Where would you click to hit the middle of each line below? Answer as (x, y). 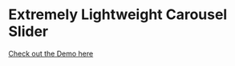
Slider (28, 31)
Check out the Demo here (51, 53)
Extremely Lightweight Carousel (118, 15)
